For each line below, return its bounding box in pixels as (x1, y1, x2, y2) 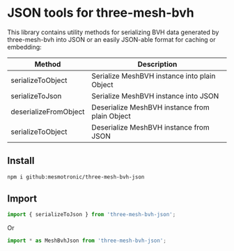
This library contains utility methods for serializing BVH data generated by (7, 28, 219, 36)
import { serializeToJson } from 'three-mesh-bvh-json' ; (7, 211, 176, 218)
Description (137, 59, 178, 69)
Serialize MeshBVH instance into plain (91, 71, 216, 81)
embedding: (7, 43, 42, 51)
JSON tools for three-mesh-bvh (7, 5, 195, 21)
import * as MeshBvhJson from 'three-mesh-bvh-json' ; (7, 237, 167, 245)
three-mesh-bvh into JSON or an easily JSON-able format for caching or (7, 35, 216, 43)
